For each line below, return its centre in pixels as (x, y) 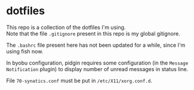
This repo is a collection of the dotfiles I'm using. (66, 27)
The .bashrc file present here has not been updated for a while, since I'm (96, 45)
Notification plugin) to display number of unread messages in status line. (97, 69)
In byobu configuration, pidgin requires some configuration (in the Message (97, 63)
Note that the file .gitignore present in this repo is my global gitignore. (93, 33)
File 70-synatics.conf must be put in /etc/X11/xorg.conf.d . (79, 81)
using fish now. (25, 51)
